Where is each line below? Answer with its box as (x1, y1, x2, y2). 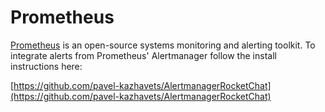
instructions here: (10, 60, 83, 72)
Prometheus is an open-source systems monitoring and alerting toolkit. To (10, 39, 316, 51)
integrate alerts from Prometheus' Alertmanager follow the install (10, 49, 277, 61)
